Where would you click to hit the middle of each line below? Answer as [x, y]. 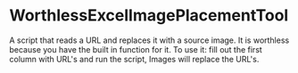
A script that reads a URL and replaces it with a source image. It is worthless [149, 40]
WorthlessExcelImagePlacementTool [149, 16]
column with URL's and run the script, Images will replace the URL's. [134, 59]
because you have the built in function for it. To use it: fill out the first [136, 49]
